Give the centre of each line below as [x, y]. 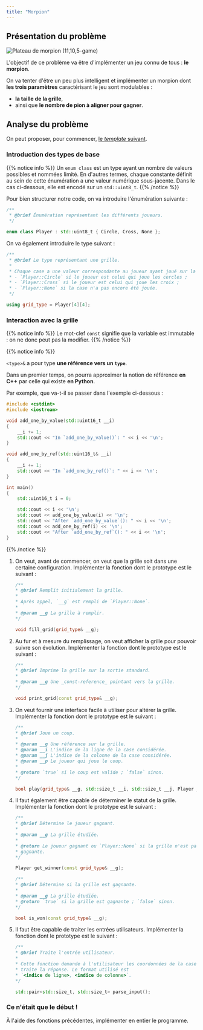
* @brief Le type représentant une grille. [64, 260]
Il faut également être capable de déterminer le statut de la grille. [96, 800]
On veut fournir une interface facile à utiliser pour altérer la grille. [96, 710]
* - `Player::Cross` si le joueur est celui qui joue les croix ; [94, 283]
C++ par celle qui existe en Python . [51, 381]
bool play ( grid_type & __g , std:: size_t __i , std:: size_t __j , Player [105, 789]
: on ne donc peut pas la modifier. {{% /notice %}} [69, 340]
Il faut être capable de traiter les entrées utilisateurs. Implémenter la [99, 930]
